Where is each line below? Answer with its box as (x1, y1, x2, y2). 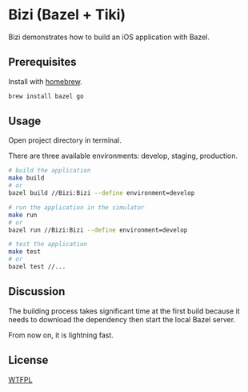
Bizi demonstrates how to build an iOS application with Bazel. (8, 32, 210, 42)
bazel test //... (8, 263, 66, 271)
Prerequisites (8, 55, 77, 69)
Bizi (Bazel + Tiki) (8, 6, 126, 24)
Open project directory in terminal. (8, 135, 122, 145)
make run (8, 211, 38, 219)
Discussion (8, 285, 66, 298)
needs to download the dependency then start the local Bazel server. (8, 314, 236, 324)
